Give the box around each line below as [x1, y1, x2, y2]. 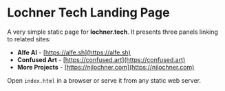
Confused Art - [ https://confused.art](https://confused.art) [17, 55, 186, 63]
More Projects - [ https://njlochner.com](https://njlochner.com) [17, 63, 195, 71]
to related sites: [7, 34, 52, 43]
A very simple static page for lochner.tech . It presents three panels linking [7, 28, 219, 36]
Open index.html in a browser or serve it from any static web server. [7, 76, 202, 84]
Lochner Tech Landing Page [7, 5, 170, 21]
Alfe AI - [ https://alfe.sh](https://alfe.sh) [17, 48, 131, 57]
